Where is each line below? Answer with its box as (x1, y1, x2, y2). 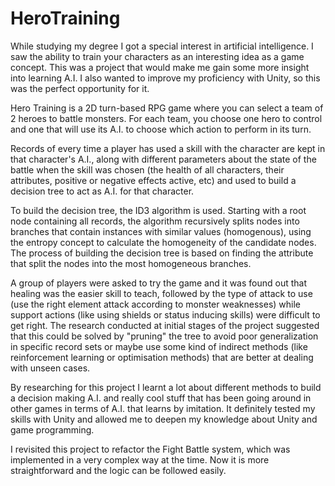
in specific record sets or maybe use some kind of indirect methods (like (10, 340, 308, 352)
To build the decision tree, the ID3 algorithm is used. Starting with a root (10, 204, 307, 216)
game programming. (10, 423, 95, 436)
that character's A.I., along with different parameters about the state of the (10, 153, 317, 165)
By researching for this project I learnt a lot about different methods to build (10, 381, 322, 393)
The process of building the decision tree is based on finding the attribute (10, 247, 314, 259)
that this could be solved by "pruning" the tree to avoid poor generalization (10, 330, 319, 342)
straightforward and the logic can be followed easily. (10, 464, 227, 476)
